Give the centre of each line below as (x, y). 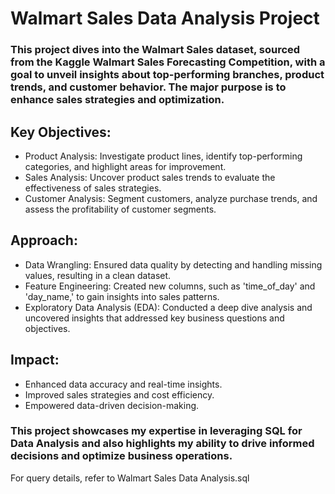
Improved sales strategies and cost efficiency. (119, 394)
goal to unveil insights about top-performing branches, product (167, 75)
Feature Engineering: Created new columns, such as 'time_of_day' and (170, 286)
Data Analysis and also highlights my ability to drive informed (162, 444)
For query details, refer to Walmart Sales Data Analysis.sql (130, 478)
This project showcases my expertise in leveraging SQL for (156, 431)
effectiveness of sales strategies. (93, 188)
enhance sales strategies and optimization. (117, 100)
